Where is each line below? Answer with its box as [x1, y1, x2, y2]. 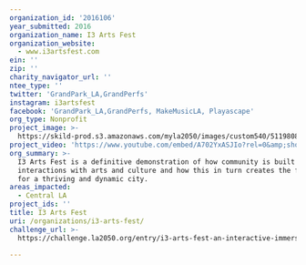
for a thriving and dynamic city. [17, 174, 148, 183]
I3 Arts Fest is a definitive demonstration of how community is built [17, 157, 296, 167]
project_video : [9, 140, 67, 149]
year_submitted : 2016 [9, 22, 92, 31]
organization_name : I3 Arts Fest [9, 30, 137, 39]
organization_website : [9, 38, 96, 48]
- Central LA [17, 191, 67, 200]
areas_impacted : [9, 183, 71, 192]
